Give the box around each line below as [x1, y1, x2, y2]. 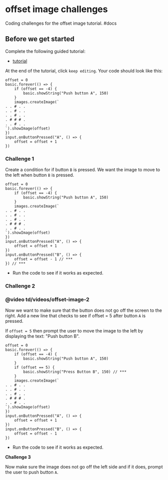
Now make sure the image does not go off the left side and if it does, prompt [5, 464, 163, 470]
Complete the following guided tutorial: [5, 48, 86, 54]
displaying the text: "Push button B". [5, 333, 80, 339]
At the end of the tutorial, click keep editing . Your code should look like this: [5, 67, 163, 74]
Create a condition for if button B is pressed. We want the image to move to [5, 167, 160, 173]
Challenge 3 [5, 454, 31, 460]
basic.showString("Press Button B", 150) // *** [23, 369, 127, 375]
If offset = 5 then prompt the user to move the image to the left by [5, 328, 143, 334]
